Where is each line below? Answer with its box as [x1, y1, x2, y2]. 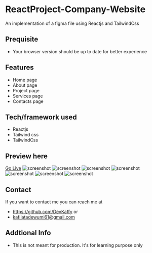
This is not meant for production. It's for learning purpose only [12, 242, 143, 248]
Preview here [5, 152, 48, 160]
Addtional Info [5, 229, 51, 237]
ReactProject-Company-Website [5, 4, 146, 15]
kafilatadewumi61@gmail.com [12, 214, 75, 220]
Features [5, 63, 34, 72]
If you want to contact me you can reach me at [5, 199, 103, 205]
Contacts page [12, 98, 44, 104]
